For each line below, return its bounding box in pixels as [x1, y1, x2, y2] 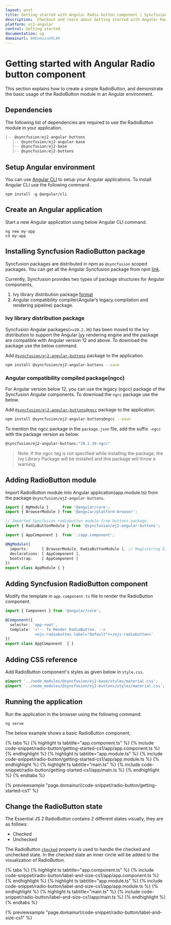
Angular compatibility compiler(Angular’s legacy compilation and [12, 297, 149, 303]
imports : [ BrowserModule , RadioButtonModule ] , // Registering [10, 546, 160, 551]
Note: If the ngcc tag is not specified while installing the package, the [17, 450, 163, 456]
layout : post [5, 7, 33, 13]
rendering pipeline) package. [12, 302, 74, 308]
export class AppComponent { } [5, 641, 74, 646]
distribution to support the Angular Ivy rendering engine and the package [5, 332, 159, 338]
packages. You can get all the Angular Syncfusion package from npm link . [5, 266, 160, 272]
